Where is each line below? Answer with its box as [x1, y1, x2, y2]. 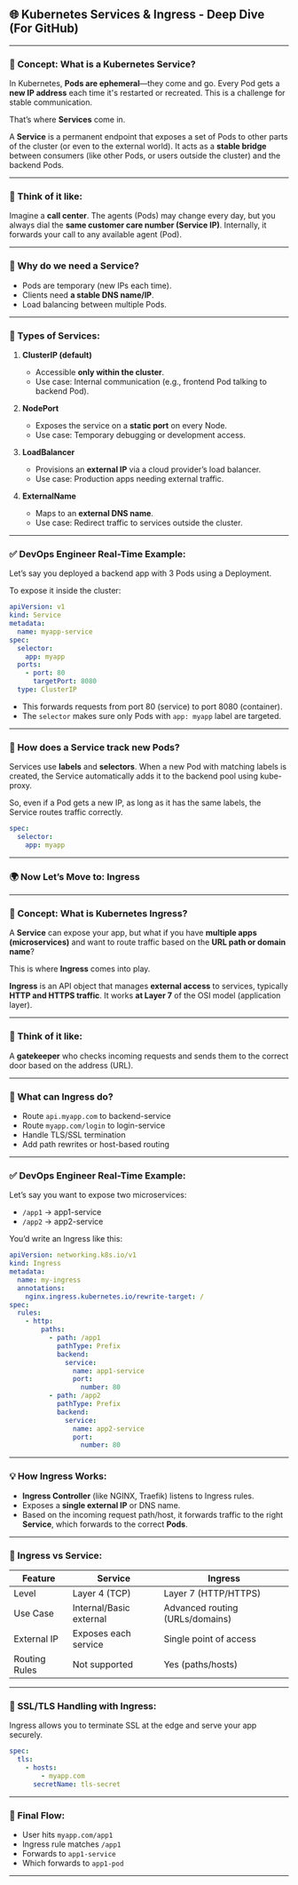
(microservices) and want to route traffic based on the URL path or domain [9, 937, 286, 947]
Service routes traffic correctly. [9, 807, 123, 818]
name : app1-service [72, 1366, 145, 1376]
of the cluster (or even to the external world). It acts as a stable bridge [9, 141, 267, 152]
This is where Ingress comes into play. [9, 963, 151, 974]
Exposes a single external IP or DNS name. [21, 1499, 181, 1510]
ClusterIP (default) [21, 350, 92, 360]
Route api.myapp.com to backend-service [21, 1111, 171, 1122]
